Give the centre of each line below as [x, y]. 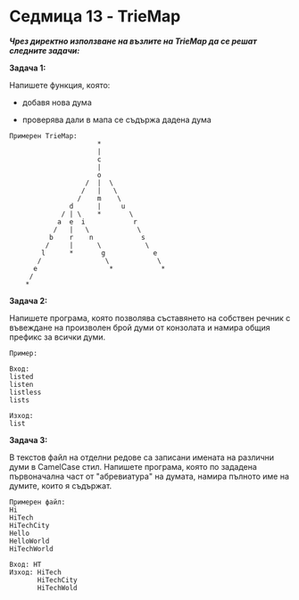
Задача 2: [28, 300]
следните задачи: [45, 50]
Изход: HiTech [36, 572]
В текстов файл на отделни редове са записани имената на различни [142, 457]
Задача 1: [28, 68]
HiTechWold [57, 588]
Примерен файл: [37, 502]
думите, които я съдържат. [61, 485]
